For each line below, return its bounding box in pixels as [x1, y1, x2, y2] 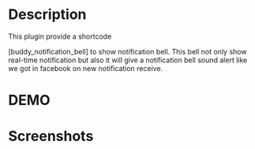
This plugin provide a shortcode [8, 32, 112, 41]
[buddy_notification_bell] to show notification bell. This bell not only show [8, 47, 247, 56]
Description [8, 6, 87, 24]
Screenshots [8, 128, 94, 145]
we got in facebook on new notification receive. [8, 63, 163, 73]
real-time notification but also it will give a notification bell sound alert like [8, 55, 248, 65]
